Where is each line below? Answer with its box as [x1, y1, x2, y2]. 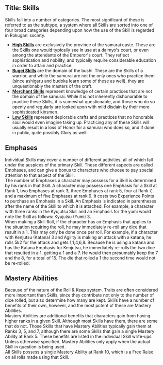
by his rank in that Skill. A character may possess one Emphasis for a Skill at [5, 182, 157, 188]
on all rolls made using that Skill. [5, 354, 69, 360]
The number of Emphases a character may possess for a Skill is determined [5, 177, 157, 183]
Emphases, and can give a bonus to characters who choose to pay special [5, 167, 154, 173]
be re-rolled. [5, 260, 30, 266]
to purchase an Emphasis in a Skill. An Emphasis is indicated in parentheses [5, 198, 157, 204]
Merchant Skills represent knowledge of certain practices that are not [12, 88, 152, 94]
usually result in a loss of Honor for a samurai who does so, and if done [12, 124, 155, 130]
